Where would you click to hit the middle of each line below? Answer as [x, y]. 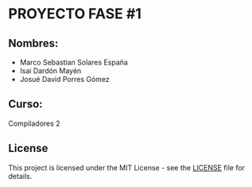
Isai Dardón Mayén [50, 71]
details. [20, 176]
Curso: [25, 104]
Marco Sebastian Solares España [74, 62]
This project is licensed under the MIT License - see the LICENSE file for [126, 167]
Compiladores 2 [35, 123]
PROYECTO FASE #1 [75, 14]
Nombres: [33, 43]
